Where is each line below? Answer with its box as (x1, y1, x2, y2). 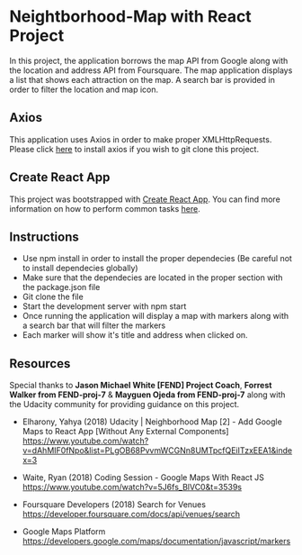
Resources (9, 356, 71, 371)
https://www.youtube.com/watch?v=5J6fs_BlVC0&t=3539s (22, 482, 243, 493)
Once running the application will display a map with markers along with (22, 311, 289, 322)
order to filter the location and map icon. (9, 84, 159, 95)
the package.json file (22, 282, 101, 293)
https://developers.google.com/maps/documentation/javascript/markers (22, 536, 291, 547)
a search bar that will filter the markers (22, 320, 166, 331)
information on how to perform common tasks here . (9, 203, 200, 214)
